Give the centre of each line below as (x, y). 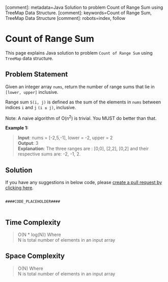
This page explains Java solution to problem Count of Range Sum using (79, 53)
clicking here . (20, 188)
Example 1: (17, 128)
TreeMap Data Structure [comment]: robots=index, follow (65, 18)
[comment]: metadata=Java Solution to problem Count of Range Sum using (84, 7)
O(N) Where (30, 268)
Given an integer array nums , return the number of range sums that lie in (80, 87)
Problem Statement (37, 74)
